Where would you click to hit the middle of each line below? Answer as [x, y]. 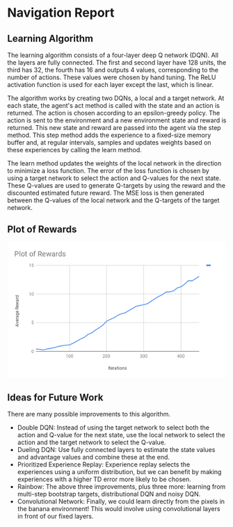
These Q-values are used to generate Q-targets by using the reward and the [116, 185]
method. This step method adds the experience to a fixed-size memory [109, 135]
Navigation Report [61, 13]
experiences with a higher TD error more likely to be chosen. [104, 479]
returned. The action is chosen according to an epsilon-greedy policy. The [114, 113]
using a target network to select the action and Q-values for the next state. [114, 178]
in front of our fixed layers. [55, 517]
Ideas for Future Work [55, 397]
